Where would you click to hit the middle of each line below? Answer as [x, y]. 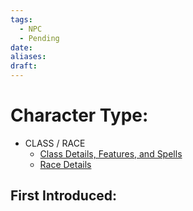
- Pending [39, 38]
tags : [21, 19]
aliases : [28, 57]
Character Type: [79, 115]
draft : [24, 66]
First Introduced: [63, 196]
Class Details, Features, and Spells [111, 153]
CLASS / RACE [55, 143]
